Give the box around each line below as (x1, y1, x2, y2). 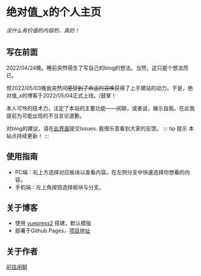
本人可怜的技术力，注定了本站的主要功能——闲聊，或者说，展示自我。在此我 (6, 104, 195, 111)
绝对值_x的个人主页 (6, 5, 102, 19)
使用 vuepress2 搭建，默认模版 (14, 220, 92, 227)
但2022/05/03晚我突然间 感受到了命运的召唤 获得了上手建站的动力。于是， (6, 84, 188, 92)
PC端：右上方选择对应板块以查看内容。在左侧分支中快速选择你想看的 (14, 168, 185, 175)
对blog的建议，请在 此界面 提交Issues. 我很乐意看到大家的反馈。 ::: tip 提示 (6, 125, 187, 132)
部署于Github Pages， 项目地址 (14, 227, 91, 234)
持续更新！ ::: (16, 132, 50, 139)
